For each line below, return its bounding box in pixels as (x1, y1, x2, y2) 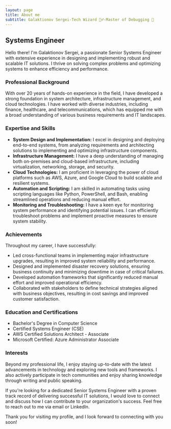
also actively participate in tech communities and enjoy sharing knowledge (5, 372, 162, 378)
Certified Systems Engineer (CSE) (12, 326, 84, 332)
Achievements (5, 231, 42, 238)
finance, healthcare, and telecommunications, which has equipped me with (5, 106, 163, 113)
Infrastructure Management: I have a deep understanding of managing (12, 153, 164, 159)
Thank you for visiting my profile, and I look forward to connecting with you (5, 413, 163, 420)
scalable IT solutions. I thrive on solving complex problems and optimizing (5, 60, 161, 67)
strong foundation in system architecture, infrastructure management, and (5, 96, 161, 102)
